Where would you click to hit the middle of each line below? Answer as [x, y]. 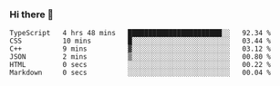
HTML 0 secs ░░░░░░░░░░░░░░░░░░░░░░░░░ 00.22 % [140, 65]
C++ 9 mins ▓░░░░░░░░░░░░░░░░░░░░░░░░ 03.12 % [140, 49]
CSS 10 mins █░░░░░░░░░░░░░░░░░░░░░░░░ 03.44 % [140, 41]
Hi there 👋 [32, 14]
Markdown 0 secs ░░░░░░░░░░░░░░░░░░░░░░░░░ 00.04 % [140, 73]
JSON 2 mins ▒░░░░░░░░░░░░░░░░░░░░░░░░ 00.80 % [140, 57]
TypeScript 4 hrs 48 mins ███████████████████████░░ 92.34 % [140, 33]
